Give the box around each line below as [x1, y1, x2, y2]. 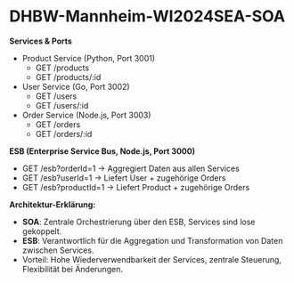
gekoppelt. [21, 225, 62, 237]
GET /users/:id [35, 100, 89, 110]
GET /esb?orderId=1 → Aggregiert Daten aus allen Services [21, 163, 241, 174]
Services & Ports [9, 36, 73, 46]
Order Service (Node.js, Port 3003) [21, 109, 151, 120]
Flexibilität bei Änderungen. [21, 263, 123, 274]
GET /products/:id [35, 71, 102, 82]
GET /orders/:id [35, 128, 93, 139]
